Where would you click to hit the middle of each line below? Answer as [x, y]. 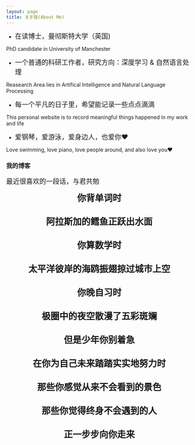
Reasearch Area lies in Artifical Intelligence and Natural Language [86, 85]
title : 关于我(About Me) [35, 17]
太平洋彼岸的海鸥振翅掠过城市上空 [99, 269]
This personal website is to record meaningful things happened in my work [97, 117]
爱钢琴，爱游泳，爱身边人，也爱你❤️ [71, 137]
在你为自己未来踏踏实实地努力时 [99, 363]
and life [15, 123]
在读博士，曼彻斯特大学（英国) [63, 36]
